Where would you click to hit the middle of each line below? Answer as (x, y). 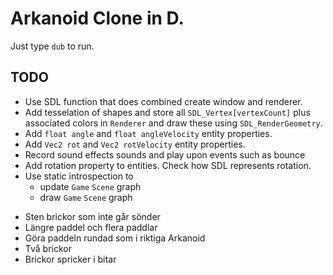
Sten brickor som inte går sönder (92, 216)
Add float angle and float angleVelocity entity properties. (148, 133)
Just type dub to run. (52, 46)
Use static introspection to (79, 176)
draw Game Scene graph (86, 197)
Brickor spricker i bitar (70, 259)
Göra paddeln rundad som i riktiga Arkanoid (115, 238)
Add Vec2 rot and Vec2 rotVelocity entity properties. (135, 144)
